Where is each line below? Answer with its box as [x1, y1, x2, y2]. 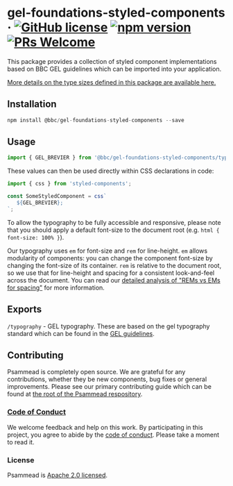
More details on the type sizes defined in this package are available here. [7, 78, 216, 86]
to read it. [7, 437, 35, 446]
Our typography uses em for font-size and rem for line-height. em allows [7, 246, 208, 255]
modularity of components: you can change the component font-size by [7, 253, 213, 262]
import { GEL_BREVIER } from [7, 154, 92, 161]
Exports [7, 303, 42, 315]
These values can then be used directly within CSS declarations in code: [7, 167, 214, 175]
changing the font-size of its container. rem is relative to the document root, [7, 261, 222, 269]
